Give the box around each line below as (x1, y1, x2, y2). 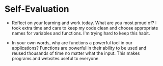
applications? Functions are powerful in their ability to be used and (11, 45, 147, 51)
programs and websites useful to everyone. (11, 55, 100, 61)
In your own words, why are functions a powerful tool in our (11, 39, 133, 45)
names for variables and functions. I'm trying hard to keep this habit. (11, 30, 150, 36)
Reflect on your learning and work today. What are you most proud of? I (11, 20, 157, 26)
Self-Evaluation (4, 3, 69, 15)
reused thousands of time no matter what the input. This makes (11, 50, 140, 56)
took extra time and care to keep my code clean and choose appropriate (11, 25, 158, 31)
